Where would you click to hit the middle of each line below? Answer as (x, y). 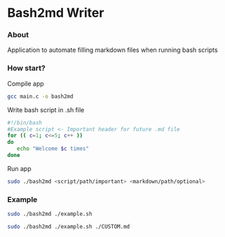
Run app (19, 168)
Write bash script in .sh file (46, 109)
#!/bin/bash (25, 123)
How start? (26, 68)
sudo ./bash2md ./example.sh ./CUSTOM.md (69, 226)
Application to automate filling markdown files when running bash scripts (113, 50)
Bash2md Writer (56, 13)
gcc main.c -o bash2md (40, 96)
